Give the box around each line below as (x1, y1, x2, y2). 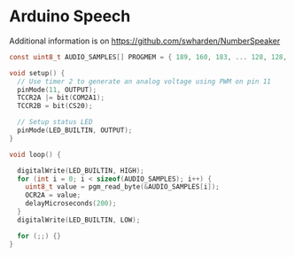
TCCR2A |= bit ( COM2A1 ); (17, 93, 105, 103)
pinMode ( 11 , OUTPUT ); (17, 85, 97, 94)
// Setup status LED (17, 118, 93, 127)
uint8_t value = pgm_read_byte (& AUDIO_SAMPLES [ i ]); (25, 183, 220, 191)
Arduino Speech (9, 6, 131, 27)
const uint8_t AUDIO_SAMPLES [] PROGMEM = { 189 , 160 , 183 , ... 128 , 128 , (9, 52, 288, 61)
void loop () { (9, 150, 62, 159)
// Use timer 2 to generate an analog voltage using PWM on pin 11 (17, 77, 272, 86)
